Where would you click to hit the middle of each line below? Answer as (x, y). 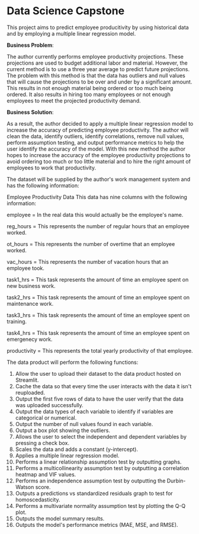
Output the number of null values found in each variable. (84, 424)
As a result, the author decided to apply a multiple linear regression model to (100, 123)
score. (43, 487)
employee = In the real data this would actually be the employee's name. (95, 215)
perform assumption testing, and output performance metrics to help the (95, 142)
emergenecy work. (30, 339)
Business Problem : (30, 45)
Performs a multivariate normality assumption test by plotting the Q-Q (100, 506)
